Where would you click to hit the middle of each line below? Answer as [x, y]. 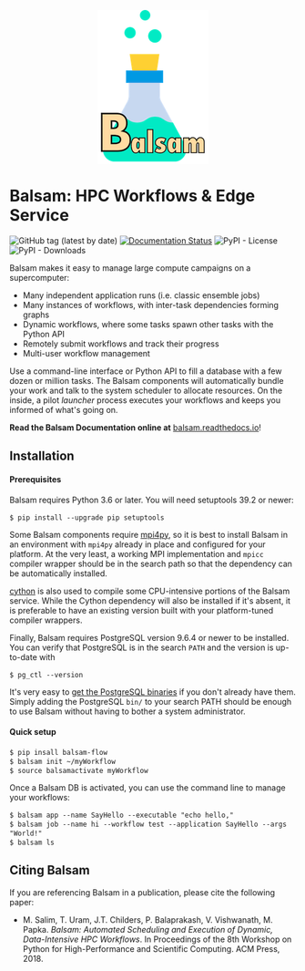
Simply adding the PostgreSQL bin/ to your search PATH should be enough [151, 701]
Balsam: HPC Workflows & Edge [132, 196]
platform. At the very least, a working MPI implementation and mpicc [137, 553]
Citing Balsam [50, 870]
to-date [24, 656]
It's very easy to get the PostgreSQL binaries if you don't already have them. [152, 692]
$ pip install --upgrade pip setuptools [87, 517]
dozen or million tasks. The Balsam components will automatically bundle [147, 380]
